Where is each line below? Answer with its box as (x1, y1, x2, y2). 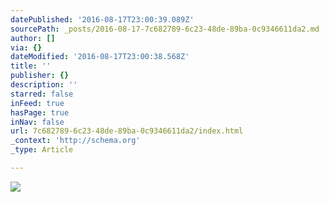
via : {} (10, 42, 43, 53)
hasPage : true (10, 107, 70, 118)
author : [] (10, 33, 56, 43)
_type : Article (10, 145, 74, 155)
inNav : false (10, 117, 65, 127)
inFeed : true (10, 98, 65, 108)
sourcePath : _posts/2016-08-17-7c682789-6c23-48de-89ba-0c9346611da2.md (10, 24, 320, 34)
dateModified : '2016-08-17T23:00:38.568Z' (10, 52, 190, 62)
